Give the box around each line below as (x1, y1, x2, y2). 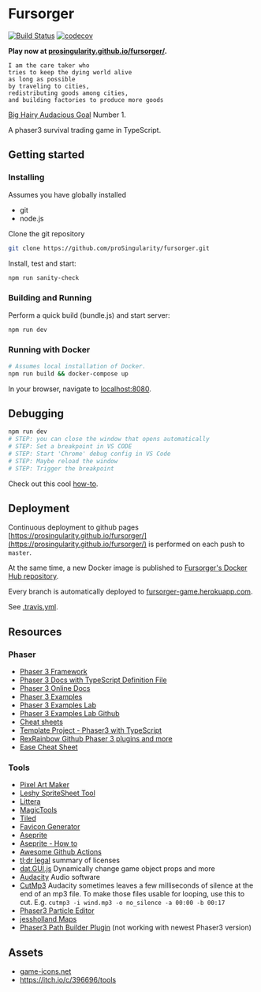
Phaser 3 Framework (19, 667, 88, 677)
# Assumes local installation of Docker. (8, 362, 147, 370)
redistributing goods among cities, (8, 89, 129, 97)
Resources (8, 625, 62, 639)
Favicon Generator (19, 822, 80, 832)
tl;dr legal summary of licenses (19, 855, 121, 866)
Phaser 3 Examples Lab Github (19, 709, 120, 719)
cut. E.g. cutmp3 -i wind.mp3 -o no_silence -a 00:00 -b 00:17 (19, 898, 226, 907)
